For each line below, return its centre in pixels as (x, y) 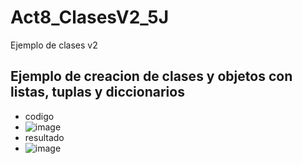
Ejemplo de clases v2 (54, 45)
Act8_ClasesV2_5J (90, 17)
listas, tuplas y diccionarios (97, 92)
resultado (44, 137)
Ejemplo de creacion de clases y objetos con (151, 76)
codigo (39, 116)
